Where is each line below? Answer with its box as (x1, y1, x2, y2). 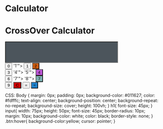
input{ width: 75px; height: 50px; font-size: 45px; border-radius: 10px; (5, 108, 145, 114)
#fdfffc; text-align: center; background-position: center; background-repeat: (5, 98, 159, 104)
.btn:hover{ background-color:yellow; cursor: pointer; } (5, 118, 116, 124)
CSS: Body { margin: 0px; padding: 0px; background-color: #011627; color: (5, 92, 155, 98)
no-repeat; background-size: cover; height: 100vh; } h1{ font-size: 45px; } (5, 103, 153, 109)
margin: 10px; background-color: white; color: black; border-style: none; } (5, 113, 153, 119)
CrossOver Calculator (5, 25, 95, 37)
